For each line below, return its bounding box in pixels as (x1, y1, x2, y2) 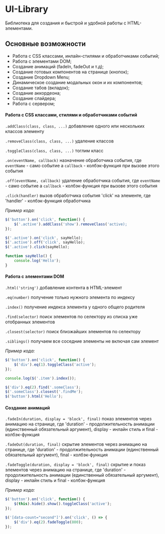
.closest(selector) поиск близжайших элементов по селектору (5, 329, 141, 335)
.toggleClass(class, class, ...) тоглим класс (5, 147, 104, 153)
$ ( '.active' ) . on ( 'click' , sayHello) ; (5, 235, 83, 240)
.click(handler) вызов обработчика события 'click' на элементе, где (5, 192, 151, 198)
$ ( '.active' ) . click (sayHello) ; (5, 245, 70, 250)
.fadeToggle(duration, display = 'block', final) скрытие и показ (5, 462, 146, 468)
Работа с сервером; (12, 101, 55, 107)
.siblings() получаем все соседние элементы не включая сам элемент (5, 338, 159, 344)
